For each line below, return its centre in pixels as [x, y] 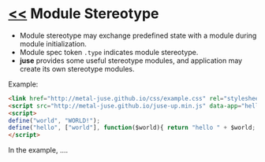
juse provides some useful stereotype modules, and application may [131, 61]
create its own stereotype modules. [77, 68]
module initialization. [53, 43]
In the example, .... [38, 150]
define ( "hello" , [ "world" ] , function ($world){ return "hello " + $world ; [132, 128]
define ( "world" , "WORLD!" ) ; [54, 120]
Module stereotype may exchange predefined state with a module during [138, 35]
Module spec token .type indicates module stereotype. [109, 52]
